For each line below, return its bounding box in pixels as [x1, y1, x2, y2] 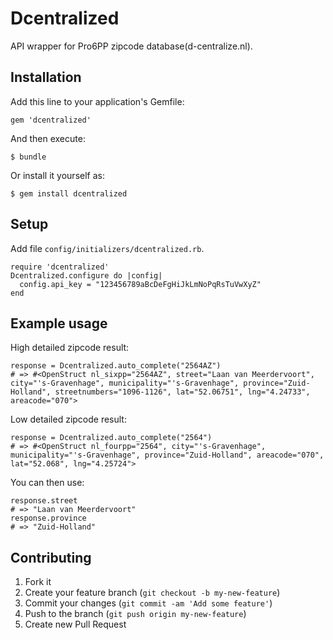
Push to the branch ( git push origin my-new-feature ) [24, 608, 247, 620]
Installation [10, 69, 82, 86]
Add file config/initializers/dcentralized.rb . [10, 242, 205, 254]
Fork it [24, 576, 52, 588]
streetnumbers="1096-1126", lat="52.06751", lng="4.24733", [54, 387, 311, 397]
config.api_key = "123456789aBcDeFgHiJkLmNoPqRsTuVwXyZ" [19, 279, 262, 289]
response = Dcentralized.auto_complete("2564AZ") [10, 361, 222, 371]
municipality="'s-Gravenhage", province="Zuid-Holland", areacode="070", [10, 450, 325, 461]
